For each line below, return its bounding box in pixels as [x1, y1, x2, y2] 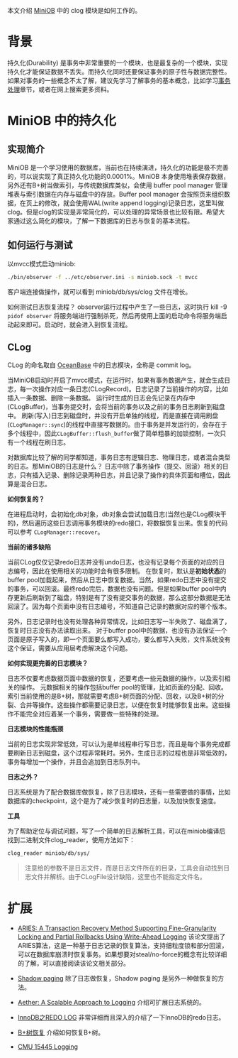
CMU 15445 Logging [17, 1042, 79, 1051]
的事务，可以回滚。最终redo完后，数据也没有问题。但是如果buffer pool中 [7, 584, 221, 593]
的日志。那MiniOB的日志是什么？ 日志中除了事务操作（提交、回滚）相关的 [7, 462, 223, 471]
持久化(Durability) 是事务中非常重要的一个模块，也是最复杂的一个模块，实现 [7, 58, 228, 67]
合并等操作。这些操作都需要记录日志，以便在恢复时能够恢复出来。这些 [19, 701, 225, 709]
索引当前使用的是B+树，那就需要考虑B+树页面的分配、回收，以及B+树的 [7, 692, 218, 701]
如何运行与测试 [7, 239, 73, 251]
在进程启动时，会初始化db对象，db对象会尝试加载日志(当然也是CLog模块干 [7, 510, 227, 518]
